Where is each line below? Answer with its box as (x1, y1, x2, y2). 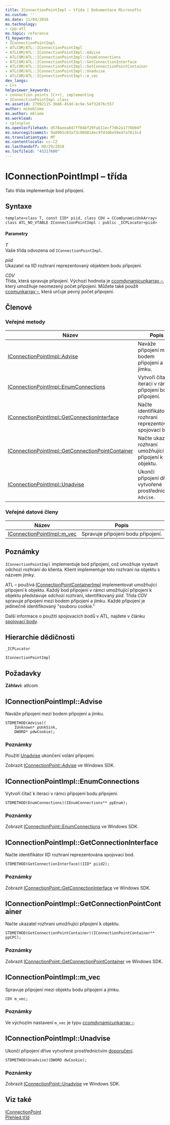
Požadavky (5, 669, 41, 677)
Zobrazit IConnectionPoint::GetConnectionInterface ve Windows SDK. (5, 885, 151, 891)
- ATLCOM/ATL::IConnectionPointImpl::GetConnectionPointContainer (5, 64, 148, 69)
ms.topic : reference (5, 31, 49, 36)
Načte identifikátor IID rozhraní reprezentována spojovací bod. (5, 852, 135, 858)
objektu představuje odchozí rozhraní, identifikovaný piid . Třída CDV (5, 592, 147, 598)
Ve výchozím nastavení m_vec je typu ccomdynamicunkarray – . (5, 1020, 136, 1026)
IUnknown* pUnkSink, (14, 725, 58, 730)
